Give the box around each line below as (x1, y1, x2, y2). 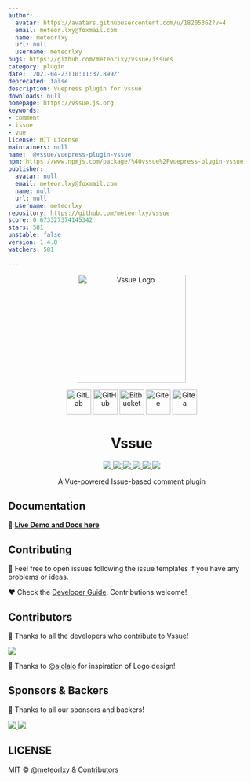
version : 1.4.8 (8, 238, 58, 246)
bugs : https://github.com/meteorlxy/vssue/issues (8, 56, 174, 64)
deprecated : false (8, 77, 68, 85)
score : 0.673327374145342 (8, 216, 93, 224)
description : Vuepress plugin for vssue (8, 84, 143, 93)
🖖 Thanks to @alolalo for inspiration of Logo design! (8, 662, 176, 670)
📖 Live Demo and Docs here (8, 520, 100, 529)
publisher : (8, 165, 44, 173)
